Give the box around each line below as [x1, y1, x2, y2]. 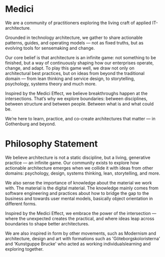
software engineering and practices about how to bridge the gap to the [5, 190, 149, 196]
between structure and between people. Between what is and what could [5, 101, 154, 107]
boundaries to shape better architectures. [5, 220, 90, 226]
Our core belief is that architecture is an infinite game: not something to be [5, 54, 156, 60]
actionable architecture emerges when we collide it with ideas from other [5, 165, 154, 171]
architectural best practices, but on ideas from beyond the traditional [5, 70, 145, 76]
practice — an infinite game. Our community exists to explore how [5, 159, 139, 166]
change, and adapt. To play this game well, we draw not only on [5, 65, 134, 71]
